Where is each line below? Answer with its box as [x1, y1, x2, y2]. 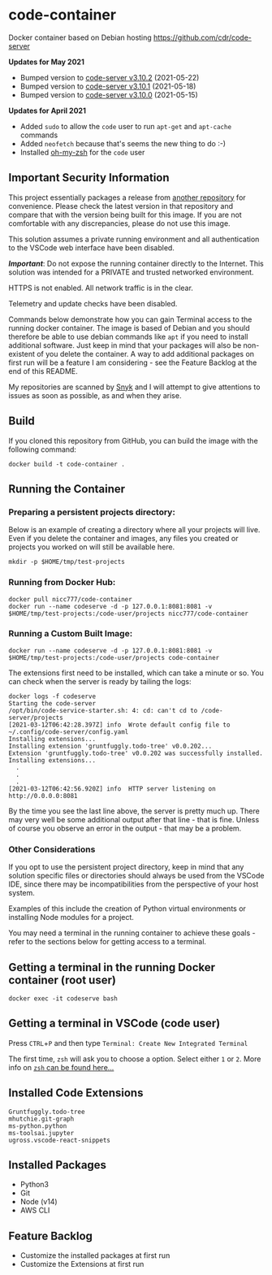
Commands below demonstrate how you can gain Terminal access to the [8, 314, 253, 324]
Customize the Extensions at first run [19, 1260, 145, 1269]
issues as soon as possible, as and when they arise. [8, 390, 182, 400]
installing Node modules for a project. [8, 913, 134, 922]
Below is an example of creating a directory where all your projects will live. [8, 525, 261, 535]
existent [8, 349, 35, 358]
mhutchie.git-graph [8, 1115, 75, 1123]
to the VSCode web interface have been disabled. [8, 242, 175, 253]
